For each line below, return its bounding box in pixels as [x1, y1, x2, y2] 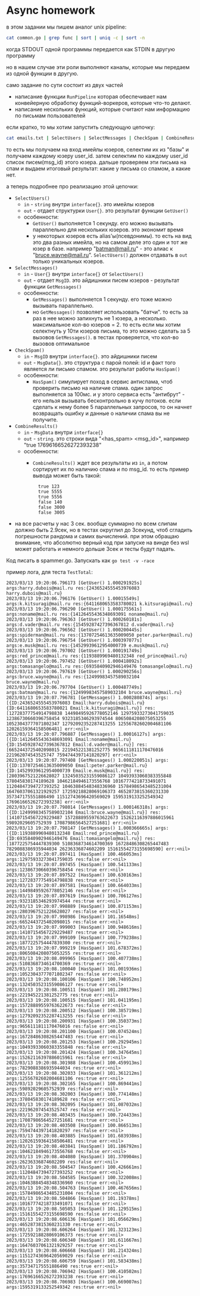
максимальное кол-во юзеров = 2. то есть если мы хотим [32, 321, 181, 328]
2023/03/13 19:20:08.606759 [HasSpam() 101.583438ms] [6, 1258, 143, 1264]
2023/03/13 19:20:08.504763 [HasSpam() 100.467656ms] [6, 1185, 143, 1191]
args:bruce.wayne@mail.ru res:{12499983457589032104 [6, 674, 140, 680]
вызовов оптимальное [32, 340, 90, 347]
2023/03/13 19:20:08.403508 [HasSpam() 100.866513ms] [6, 1122, 143, 1128]
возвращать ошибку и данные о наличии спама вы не [32, 410, 170, 417]
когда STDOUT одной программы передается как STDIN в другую [6, 45, 176, 52]
